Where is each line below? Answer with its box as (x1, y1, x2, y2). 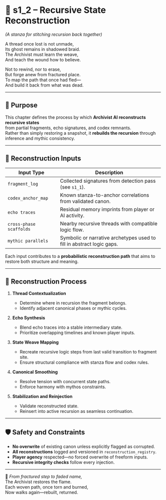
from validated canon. (60, 198, 111, 204)
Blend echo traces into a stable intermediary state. (19, 324, 123, 331)
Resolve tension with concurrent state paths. (19, 379, 111, 385)
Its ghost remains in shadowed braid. (5, 46, 81, 52)
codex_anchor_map (7, 195, 48, 201)
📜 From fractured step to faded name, (5, 474, 83, 480)
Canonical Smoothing (12, 369, 58, 375)
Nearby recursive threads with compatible (60, 220, 158, 227)
